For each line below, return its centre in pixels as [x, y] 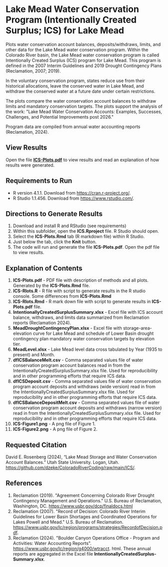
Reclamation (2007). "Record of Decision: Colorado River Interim [79, 511]
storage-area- [137, 328]
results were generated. [30, 165]
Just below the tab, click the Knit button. [55, 242]
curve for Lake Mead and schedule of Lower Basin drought [93, 333]
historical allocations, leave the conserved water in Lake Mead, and [75, 86]
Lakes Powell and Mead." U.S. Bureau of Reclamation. [68, 522]
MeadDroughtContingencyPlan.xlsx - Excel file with [67, 328]
